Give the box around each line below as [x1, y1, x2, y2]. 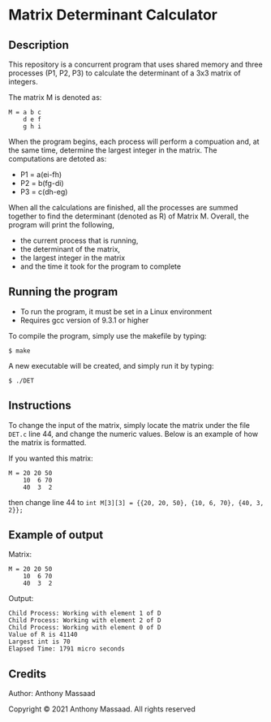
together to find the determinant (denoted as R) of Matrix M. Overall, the [8, 211, 249, 221]
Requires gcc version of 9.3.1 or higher [19, 315, 149, 325]
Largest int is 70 [8, 638, 71, 646]
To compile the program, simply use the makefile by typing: [8, 331, 207, 340]
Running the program [8, 285, 118, 299]
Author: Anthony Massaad [8, 689, 96, 698]
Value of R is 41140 [8, 631, 79, 639]
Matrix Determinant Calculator [8, 6, 217, 24]
